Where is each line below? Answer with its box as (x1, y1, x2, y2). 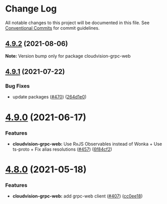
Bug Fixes (5, 82, 30, 89)
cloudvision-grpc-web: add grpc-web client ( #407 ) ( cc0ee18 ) (12, 193, 143, 199)
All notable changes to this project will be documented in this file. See (5, 20, 150, 26)
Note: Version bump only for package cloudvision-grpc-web (5, 53, 131, 59)
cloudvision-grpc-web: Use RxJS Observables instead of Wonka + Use (12, 141, 162, 147)
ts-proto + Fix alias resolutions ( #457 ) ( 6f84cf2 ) (12, 146, 112, 152)
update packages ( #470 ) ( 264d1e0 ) (12, 94, 87, 100)
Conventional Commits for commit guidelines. (5, 25, 100, 31)
